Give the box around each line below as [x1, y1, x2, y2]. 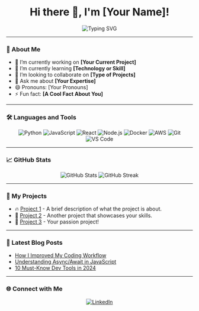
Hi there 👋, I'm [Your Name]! [29, 5, 170, 19]
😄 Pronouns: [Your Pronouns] [14, 84, 88, 91]
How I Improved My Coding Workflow [14, 252, 107, 259]
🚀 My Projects [6, 192, 47, 200]
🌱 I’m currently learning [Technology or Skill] [14, 65, 126, 72]
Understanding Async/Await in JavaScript [14, 258, 117, 265]
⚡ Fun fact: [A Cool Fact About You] [14, 90, 104, 98]
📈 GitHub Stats [6, 156, 52, 164]
